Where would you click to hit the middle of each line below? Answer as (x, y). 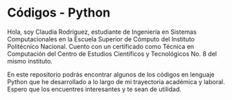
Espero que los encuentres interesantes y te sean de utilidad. (94, 89)
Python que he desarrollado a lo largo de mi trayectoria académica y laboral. (116, 81)
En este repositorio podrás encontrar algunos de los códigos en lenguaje (111, 74)
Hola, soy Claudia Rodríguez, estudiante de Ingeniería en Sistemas (102, 32)
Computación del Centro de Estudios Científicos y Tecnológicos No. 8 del (112, 54)
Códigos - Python (59, 13)
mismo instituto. (30, 61)
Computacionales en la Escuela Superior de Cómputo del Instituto (101, 39)
